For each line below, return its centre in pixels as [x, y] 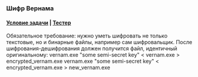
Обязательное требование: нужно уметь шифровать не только [87, 36]
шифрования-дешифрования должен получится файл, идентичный [92, 48]
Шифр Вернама [30, 8]
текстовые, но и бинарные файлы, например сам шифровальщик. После [99, 42]
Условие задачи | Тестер [39, 23]
